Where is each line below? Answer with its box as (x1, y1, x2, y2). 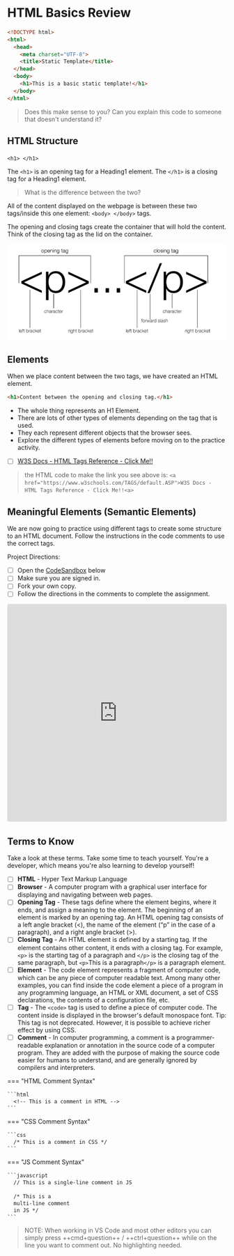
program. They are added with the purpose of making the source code (17, 1048, 220, 1057)
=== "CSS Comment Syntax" (7, 1117, 91, 1126)
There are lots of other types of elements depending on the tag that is (17, 414, 218, 422)
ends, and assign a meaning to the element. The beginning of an (17, 906, 203, 914)
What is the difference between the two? (24, 188, 141, 196)
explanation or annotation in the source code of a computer (44, 1041, 215, 1049)
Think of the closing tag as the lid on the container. (7, 230, 153, 238)
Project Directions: (7, 552, 61, 561)
